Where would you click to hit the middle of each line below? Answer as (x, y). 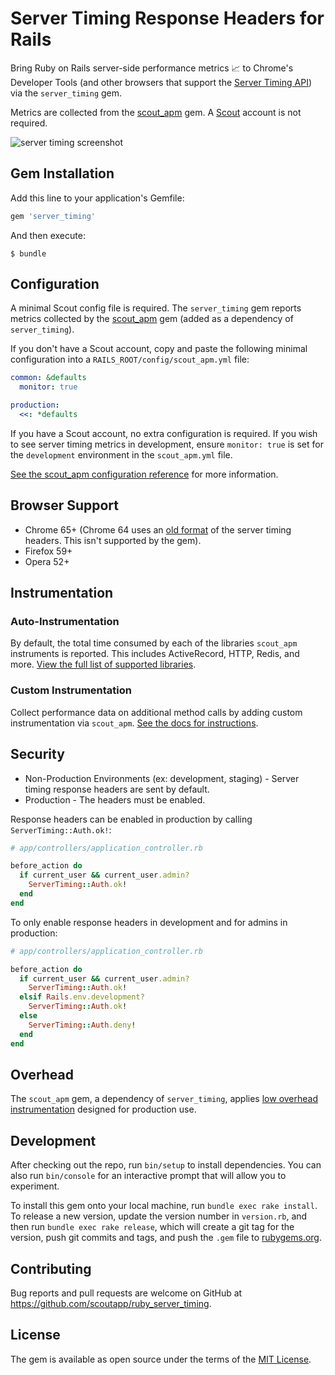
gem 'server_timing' (53, 216)
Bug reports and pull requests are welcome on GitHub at (126, 1293)
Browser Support (65, 505)
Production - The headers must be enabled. (115, 799)
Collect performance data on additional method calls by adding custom (156, 712)
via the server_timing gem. (66, 93)
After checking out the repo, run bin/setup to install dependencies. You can (166, 1165)
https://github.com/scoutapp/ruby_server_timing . (111, 1303)
